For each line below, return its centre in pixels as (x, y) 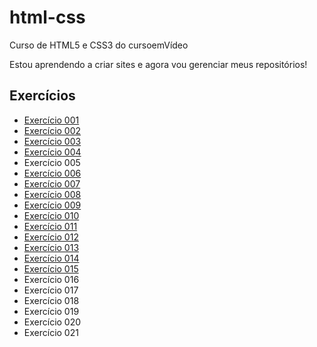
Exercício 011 (50, 226)
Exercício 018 (51, 300)
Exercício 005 (52, 162)
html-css (47, 17)
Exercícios (42, 96)
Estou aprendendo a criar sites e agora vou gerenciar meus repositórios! (158, 64)
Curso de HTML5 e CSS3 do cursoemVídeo (99, 45)
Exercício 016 (51, 279)
